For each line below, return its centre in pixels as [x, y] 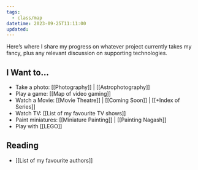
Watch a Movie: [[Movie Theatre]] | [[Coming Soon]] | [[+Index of [97, 100]
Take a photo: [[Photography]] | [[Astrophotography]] [82, 87]
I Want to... [28, 72]
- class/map [27, 18]
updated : [17, 29]
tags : [13, 12]
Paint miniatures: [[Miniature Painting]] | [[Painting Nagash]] [91, 120]
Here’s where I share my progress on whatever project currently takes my [99, 47]
